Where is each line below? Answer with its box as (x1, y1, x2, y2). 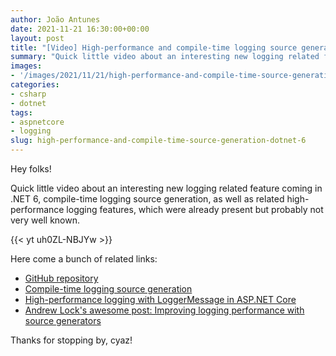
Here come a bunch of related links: (10, 253, 158, 265)
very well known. (10, 214, 80, 226)
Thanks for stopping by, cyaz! (10, 334, 133, 346)
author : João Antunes (10, 14, 101, 25)
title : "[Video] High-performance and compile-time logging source (10, 42, 298, 53)
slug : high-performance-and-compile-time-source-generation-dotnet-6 (10, 136, 307, 146)
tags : (10, 107, 33, 118)
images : (10, 61, 43, 71)
